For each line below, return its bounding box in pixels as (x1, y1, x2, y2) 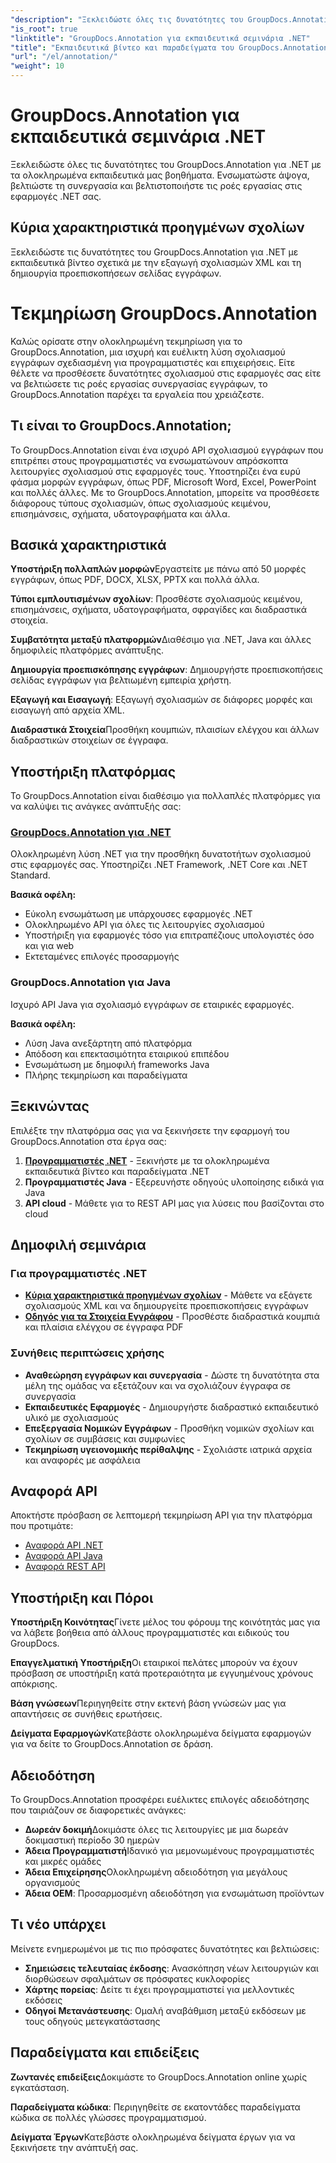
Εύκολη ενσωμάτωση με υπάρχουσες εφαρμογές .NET (24, 908, 253, 920)
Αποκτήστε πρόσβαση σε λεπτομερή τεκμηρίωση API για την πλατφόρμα (10, 1509, 313, 1521)
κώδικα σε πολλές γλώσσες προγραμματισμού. (10, 2111, 207, 2123)
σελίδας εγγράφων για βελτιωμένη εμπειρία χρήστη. (10, 674, 232, 686)
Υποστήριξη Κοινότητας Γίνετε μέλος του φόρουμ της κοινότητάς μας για (10, 1616, 321, 1628)
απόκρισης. (10, 1678, 58, 1690)
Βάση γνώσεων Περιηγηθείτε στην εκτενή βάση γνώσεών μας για (10, 1697, 287, 1710)
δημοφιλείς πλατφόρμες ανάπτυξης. (10, 644, 165, 656)
